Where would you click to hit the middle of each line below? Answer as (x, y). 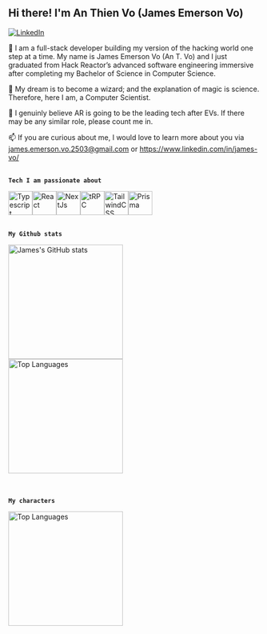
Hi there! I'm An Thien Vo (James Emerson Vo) (126, 13)
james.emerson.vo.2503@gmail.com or (73, 149)
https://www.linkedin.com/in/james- (199, 149)
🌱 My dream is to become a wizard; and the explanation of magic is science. (134, 89)
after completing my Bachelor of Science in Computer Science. (112, 73)
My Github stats (35, 234)
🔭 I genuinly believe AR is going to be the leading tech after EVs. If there (127, 113)
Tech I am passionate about (55, 180)
